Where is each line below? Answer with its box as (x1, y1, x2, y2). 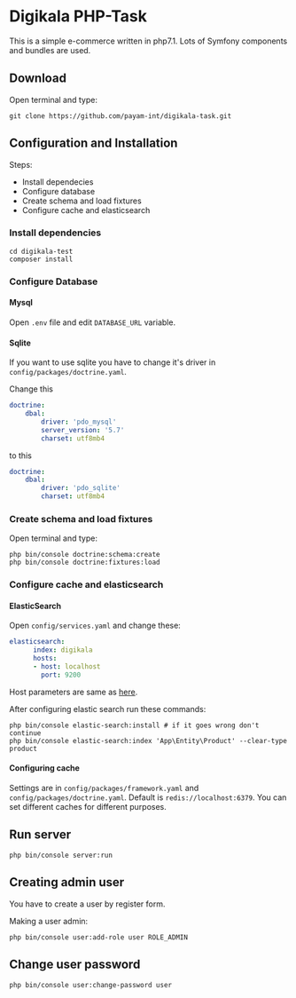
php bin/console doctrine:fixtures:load (9, 558, 161, 567)
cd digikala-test (9, 247, 74, 256)
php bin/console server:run (9, 851, 113, 859)
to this (9, 450, 33, 461)
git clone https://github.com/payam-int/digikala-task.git (9, 111, 232, 121)
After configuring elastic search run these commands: (9, 703, 206, 714)
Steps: (9, 159, 33, 170)
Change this (9, 384, 53, 394)
